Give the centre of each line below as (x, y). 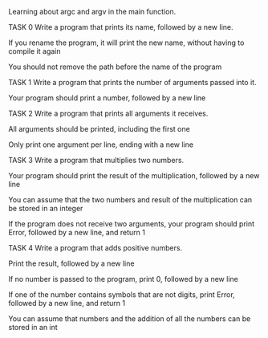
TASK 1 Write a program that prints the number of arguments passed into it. (132, 82)
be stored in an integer (46, 208)
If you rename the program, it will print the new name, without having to (126, 43)
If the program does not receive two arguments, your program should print (132, 224)
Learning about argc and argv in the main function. (92, 12)
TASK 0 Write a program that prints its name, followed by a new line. (121, 27)
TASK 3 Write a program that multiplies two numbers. (96, 160)
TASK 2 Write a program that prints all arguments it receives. (108, 113)
